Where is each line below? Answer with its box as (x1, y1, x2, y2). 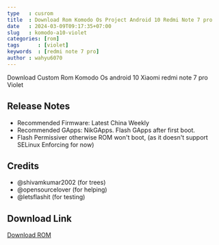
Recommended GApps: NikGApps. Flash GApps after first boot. (16, 126, 196, 134)
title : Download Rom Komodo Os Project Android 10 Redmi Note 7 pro (7, 16, 213, 23)
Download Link (7, 213, 72, 224)
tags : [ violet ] (7, 42, 69, 49)
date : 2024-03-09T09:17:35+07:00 (7, 23, 112, 29)
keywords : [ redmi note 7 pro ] (7, 49, 99, 55)
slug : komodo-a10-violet (7, 29, 88, 36)
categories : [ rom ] (7, 36, 60, 42)
